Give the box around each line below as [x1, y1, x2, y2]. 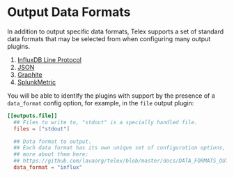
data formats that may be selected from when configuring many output [7, 34, 211, 43]
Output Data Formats [7, 4, 131, 20]
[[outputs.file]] [7, 112, 58, 119]
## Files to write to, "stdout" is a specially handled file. [13, 119, 198, 126]
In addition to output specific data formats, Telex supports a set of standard [7, 27, 224, 36]
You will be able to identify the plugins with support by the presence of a [7, 91, 216, 100]
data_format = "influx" [13, 164, 82, 171]
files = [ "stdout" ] [13, 125, 70, 133]
